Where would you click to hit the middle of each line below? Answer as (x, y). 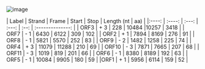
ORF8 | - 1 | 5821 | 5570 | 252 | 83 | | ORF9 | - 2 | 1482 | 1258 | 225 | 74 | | (99, 40)
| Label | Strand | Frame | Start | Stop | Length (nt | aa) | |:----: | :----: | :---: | (102, 21)
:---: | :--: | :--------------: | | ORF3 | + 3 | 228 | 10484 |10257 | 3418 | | (95, 28)
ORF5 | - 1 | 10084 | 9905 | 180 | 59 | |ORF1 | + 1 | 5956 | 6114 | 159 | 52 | (97, 60)
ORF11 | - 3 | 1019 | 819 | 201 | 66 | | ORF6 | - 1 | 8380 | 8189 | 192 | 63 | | (97, 53)
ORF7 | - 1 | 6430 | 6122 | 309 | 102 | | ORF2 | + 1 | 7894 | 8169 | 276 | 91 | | (101, 34)
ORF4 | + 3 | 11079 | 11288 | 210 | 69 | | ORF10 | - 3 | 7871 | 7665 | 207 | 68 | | (103, 47)
